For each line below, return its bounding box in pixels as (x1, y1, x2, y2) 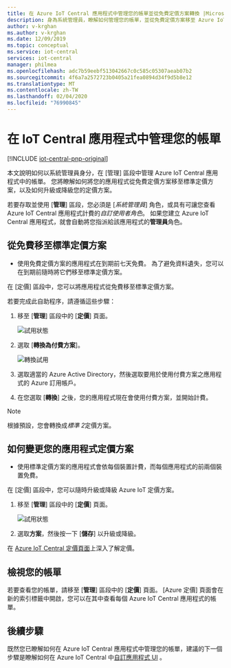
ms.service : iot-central (7, 49, 78, 56)
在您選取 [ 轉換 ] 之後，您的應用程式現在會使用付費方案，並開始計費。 (16, 393, 212, 401)
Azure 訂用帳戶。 (30, 379, 80, 387)
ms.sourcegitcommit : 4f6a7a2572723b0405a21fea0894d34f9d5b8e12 (7, 74, 192, 81)
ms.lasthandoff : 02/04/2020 (7, 93, 88, 100)
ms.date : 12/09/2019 (7, 36, 67, 43)
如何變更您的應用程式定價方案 (7, 443, 134, 455)
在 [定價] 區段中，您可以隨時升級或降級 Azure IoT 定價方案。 (7, 486, 178, 494)
